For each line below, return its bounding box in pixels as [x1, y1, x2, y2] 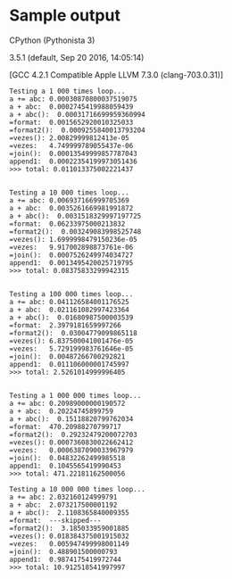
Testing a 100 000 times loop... [9, 289, 134, 299]
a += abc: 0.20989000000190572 [9, 399, 126, 408]
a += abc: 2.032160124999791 [9, 492, 118, 501]
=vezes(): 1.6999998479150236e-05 [9, 235, 138, 244]
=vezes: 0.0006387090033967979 [9, 445, 134, 455]
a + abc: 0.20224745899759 [9, 407, 114, 416]
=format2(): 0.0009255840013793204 [9, 126, 145, 135]
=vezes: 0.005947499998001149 [9, 539, 129, 549]
